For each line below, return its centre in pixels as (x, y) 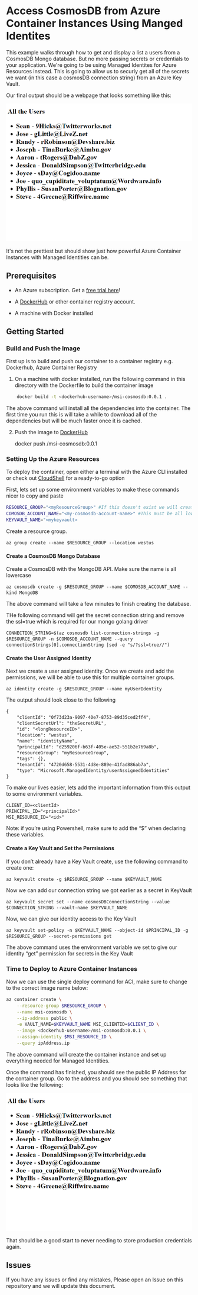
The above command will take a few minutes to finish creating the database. (99, 604)
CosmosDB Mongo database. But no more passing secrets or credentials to (98, 59)
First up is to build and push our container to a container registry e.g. (90, 361)
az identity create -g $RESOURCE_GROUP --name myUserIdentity (84, 689)
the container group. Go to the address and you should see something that (97, 1078)
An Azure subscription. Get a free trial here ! (67, 290)
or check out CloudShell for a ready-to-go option (65, 478)
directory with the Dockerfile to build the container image (84, 385)
